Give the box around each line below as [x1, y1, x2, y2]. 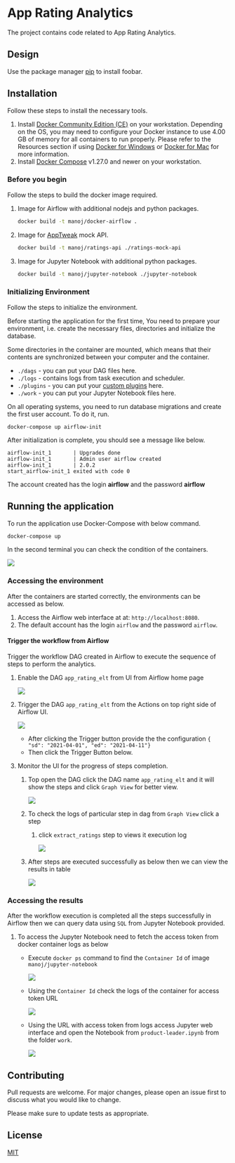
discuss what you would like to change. [7, 1096, 121, 1104]
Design [7, 48, 39, 60]
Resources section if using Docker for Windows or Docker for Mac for [17, 142, 220, 150]
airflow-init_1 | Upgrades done [7, 449, 121, 456]
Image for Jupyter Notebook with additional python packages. [17, 256, 197, 265]
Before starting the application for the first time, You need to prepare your [7, 316, 220, 325]
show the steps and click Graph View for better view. [27, 782, 179, 791]
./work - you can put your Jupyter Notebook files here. [17, 389, 177, 397]
